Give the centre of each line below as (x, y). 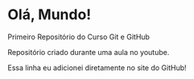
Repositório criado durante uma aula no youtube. (89, 52)
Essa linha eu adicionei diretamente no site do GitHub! (97, 67)
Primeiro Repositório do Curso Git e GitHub (79, 37)
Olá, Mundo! (50, 15)
